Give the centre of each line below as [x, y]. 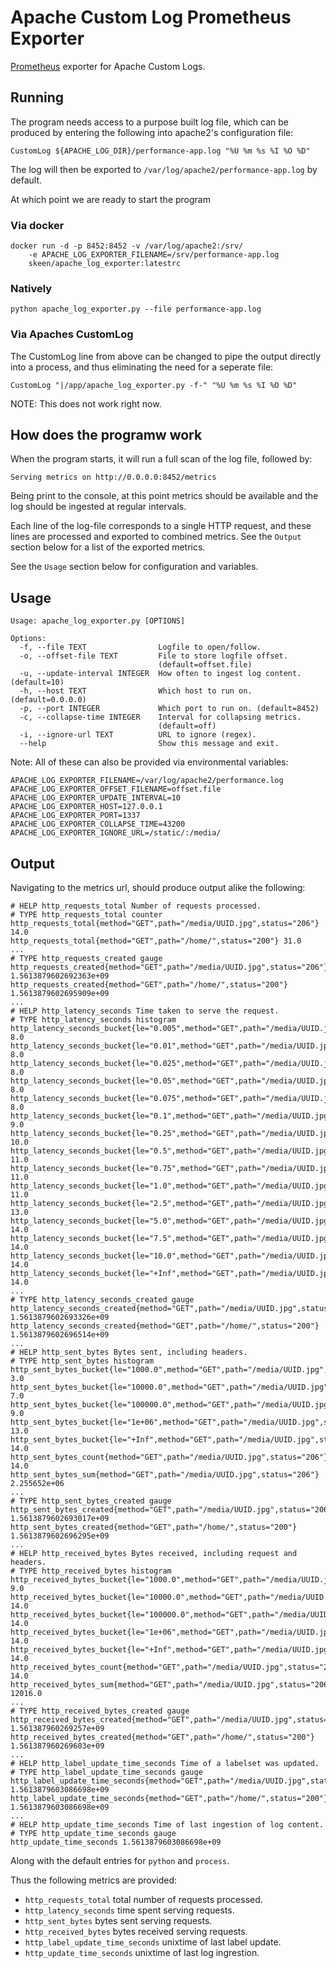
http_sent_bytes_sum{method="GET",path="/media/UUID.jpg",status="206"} [165, 1475]
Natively [31, 288]
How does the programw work [106, 435]
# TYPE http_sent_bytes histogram [82, 1361]
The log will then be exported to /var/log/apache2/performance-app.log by [164, 169]
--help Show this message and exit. [149, 744]
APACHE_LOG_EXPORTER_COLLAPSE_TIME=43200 [98, 824]
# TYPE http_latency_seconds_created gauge [102, 1300]
